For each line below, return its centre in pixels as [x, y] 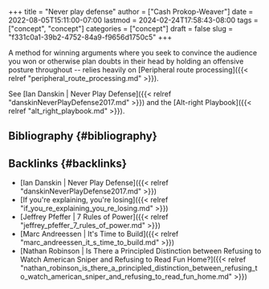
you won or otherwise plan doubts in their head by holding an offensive [126, 61]
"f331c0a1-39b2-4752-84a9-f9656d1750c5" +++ [90, 37]
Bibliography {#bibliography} [83, 136]
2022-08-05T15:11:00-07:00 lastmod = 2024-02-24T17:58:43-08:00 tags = [133, 20]
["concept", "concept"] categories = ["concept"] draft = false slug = [121, 28]
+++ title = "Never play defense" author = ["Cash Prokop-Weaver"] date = [131, 12]
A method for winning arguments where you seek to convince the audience [133, 53]
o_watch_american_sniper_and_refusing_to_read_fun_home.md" [126, 277]
